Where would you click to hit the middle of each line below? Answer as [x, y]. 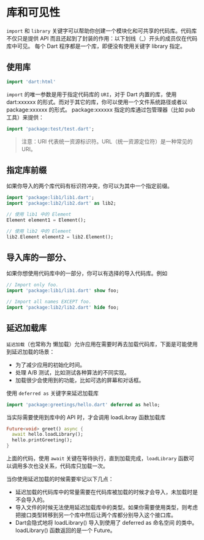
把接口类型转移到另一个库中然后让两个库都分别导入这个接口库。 [96, 515]
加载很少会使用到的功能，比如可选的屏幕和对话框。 [80, 380]
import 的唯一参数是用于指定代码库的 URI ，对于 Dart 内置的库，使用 [92, 94]
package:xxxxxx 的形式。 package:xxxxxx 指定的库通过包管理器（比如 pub [101, 109]
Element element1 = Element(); [46, 220]
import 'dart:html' [31, 82]
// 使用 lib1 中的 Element [39, 215]
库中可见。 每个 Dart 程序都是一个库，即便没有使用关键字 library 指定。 [96, 46]
